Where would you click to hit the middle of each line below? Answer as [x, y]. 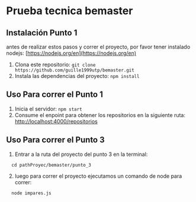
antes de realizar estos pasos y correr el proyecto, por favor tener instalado [98, 47]
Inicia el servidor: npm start [48, 109]
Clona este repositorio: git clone [55, 64]
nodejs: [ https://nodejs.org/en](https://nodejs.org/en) [71, 53]
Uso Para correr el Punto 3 [55, 140]
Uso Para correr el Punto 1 [55, 95]
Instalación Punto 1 [42, 33]
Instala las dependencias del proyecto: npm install [77, 76]
